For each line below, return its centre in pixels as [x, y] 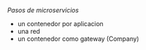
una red [29, 31]
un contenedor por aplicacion [60, 24]
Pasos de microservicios [43, 10]
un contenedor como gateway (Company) [78, 39]
